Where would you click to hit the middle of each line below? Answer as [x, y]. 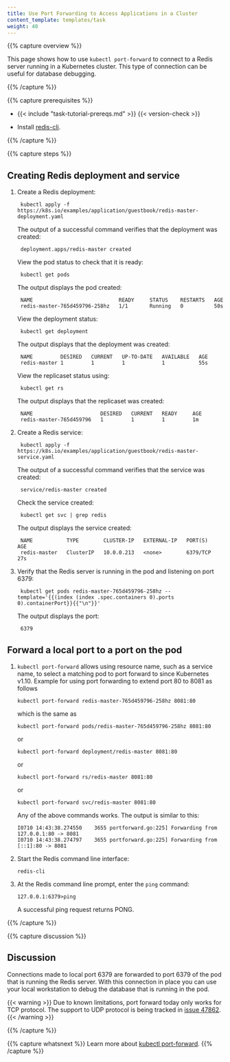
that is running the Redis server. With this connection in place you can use [112, 981]
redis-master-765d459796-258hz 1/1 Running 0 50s [122, 306]
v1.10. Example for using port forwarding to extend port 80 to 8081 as [115, 681]
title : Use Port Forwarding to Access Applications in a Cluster [102, 13]
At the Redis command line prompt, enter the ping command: [103, 884]
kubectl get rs [42, 389]
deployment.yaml [40, 217]
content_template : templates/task [57, 20]
